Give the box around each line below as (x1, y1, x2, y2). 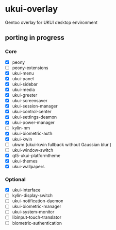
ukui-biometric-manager (12, 203, 62, 210)
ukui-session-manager (12, 103, 58, 109)
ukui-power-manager (12, 120, 55, 125)
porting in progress (5, 34, 65, 42)
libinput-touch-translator (12, 214, 62, 220)
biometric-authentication (12, 220, 62, 226)
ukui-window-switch (12, 147, 53, 153)
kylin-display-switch (12, 193, 53, 198)
